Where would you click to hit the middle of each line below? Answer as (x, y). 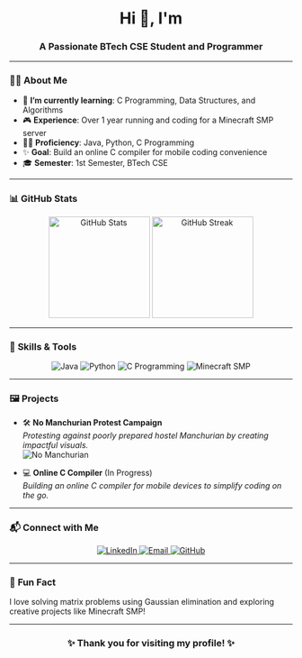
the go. (36, 495)
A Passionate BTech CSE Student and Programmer (151, 47)
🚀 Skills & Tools (43, 347)
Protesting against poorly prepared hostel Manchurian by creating (146, 435)
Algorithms (43, 110)
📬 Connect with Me (54, 527)
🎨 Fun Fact (33, 582)
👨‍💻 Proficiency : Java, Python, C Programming (108, 142)
